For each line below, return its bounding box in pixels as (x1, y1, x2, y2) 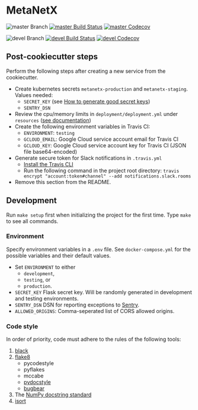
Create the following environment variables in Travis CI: (14, 122, 151, 130)
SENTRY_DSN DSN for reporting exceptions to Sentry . (14, 301, 140, 308)
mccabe (23, 372, 44, 379)
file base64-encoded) (23, 148, 78, 155)
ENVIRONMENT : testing (23, 129, 75, 136)
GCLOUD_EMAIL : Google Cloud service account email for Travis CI (23, 135, 179, 143)
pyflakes (23, 366, 45, 373)
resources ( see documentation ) (14, 117, 92, 124)
